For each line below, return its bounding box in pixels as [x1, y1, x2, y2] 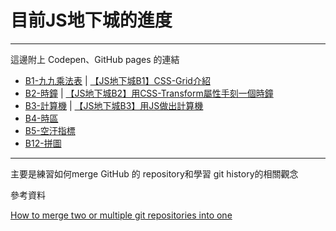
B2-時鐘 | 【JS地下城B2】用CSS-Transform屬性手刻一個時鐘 [24, 87, 274, 99]
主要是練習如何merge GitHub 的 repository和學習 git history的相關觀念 [10, 167, 299, 180]
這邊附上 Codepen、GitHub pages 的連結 [10, 53, 180, 65]
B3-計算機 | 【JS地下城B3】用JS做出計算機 [24, 99, 204, 111]
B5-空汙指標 [24, 124, 76, 136]
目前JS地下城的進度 [10, 9, 173, 32]
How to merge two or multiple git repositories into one [10, 209, 233, 221]
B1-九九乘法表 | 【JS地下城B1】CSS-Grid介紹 [24, 74, 211, 86]
